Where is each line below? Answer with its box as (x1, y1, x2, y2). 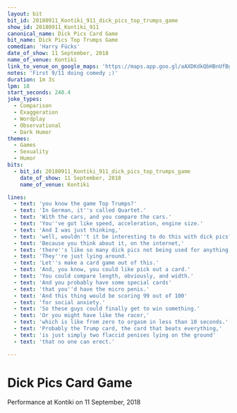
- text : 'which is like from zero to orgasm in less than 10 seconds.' (13, 318, 229, 325)
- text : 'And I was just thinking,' (13, 227, 121, 234)
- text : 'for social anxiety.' (13, 299, 106, 306)
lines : (7, 193, 27, 201)
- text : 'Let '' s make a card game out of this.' (13, 259, 159, 267)
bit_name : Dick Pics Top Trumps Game (7, 37, 119, 44)
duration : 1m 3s (7, 76, 55, 83)
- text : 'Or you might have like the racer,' (13, 312, 150, 319)
